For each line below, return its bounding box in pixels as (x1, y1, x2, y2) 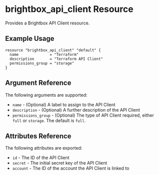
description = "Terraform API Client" (9, 56, 103, 61)
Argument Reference (5, 79, 72, 87)
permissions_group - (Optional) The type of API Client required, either (12, 112, 154, 118)
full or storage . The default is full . (12, 117, 86, 123)
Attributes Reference (5, 132, 72, 140)
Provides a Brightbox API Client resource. (5, 20, 90, 26)
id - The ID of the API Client (12, 155, 70, 161)
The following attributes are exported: (5, 145, 82, 151)
